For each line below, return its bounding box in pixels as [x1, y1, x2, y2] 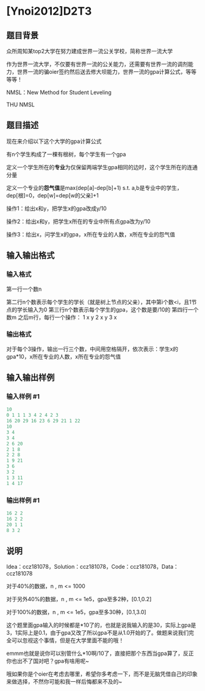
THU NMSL [6, 101, 35, 108]
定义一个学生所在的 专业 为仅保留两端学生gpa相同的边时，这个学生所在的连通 [6, 163, 198, 170]
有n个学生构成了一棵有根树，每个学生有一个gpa [6, 150, 126, 158]
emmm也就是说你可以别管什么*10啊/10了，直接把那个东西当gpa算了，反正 [6, 649, 194, 657]
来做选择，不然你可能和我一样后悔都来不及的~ [6, 678, 123, 686]
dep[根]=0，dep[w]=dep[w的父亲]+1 [6, 191, 99, 199]
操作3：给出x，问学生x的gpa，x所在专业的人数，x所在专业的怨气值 [6, 230, 176, 238]
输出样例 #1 [6, 496, 40, 505]
